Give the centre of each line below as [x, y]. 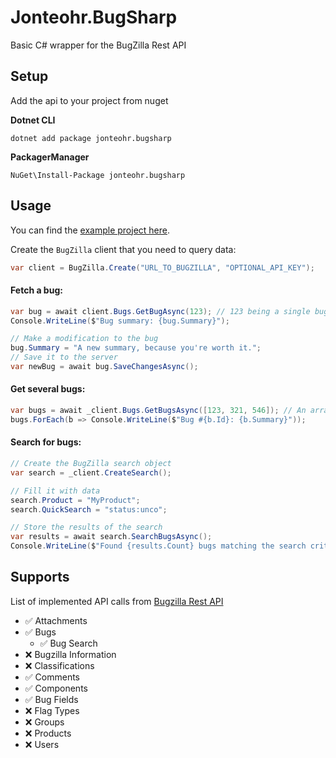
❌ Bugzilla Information [70, 654]
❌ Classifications [59, 665]
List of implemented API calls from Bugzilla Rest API [117, 601]
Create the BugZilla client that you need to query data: [123, 249]
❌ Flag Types [52, 710]
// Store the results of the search [86, 527]
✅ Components [56, 688]
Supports [40, 577]
